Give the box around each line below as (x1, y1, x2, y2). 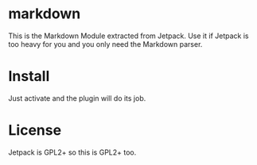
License (8, 121, 62, 140)
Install (8, 67, 50, 86)
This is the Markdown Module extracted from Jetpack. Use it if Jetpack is (8, 31, 249, 40)
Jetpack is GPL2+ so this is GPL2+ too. (8, 148, 137, 157)
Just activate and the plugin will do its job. (8, 93, 146, 103)
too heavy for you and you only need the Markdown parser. (8, 39, 203, 48)
